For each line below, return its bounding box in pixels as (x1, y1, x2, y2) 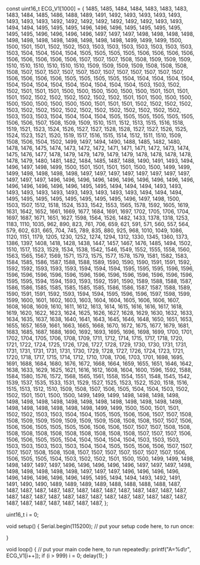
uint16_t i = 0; (6, 511, 39, 518)
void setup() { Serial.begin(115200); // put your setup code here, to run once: (6, 523, 195, 530)
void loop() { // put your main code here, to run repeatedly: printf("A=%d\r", (6, 546, 191, 552)
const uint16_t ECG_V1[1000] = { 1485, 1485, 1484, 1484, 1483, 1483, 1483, (6, 5, 188, 12)
